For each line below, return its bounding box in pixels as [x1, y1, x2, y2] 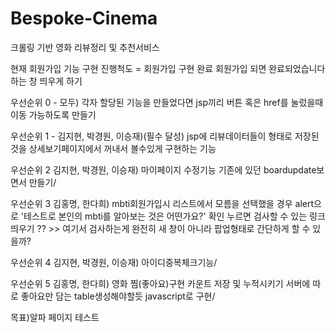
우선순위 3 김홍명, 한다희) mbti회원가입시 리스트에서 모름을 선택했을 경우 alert [10, 197, 315, 209]
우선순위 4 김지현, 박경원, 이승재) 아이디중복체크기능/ [10, 256, 218, 268]
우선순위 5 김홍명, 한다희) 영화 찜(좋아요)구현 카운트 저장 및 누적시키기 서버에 [10, 277, 311, 289]
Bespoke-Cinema [10, 7, 158, 30]
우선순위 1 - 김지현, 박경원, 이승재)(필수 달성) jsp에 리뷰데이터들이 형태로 [10, 130, 293, 142]
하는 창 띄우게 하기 [10, 75, 83, 87]
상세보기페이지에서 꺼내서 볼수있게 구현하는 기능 [28, 142, 217, 154]
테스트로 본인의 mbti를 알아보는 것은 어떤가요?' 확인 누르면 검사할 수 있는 [23, 210, 308, 222]
